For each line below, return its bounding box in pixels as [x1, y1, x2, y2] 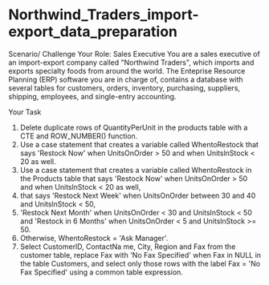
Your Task [8, 106, 42, 117]
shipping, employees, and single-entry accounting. [8, 91, 177, 101]
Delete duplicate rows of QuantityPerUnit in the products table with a [19, 122, 248, 132]
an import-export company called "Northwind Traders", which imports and [8, 58, 255, 67]
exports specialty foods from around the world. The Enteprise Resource [8, 66, 246, 75]
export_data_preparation [8, 22, 178, 41]
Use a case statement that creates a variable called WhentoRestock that [19, 139, 259, 149]
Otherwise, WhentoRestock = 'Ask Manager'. [19, 233, 169, 243]
